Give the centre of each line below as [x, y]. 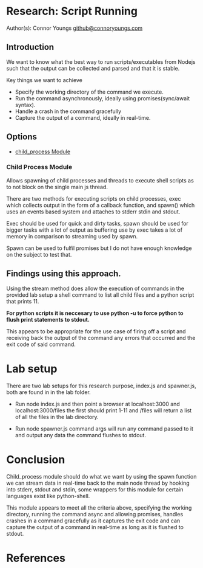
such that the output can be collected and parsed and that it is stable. [93, 68]
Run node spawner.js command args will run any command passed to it [104, 428]
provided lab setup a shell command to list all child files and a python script [100, 295]
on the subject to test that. [39, 254]
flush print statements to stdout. [48, 319]
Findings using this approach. [64, 274]
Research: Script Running [72, 11]
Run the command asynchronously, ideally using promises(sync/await [102, 98]
